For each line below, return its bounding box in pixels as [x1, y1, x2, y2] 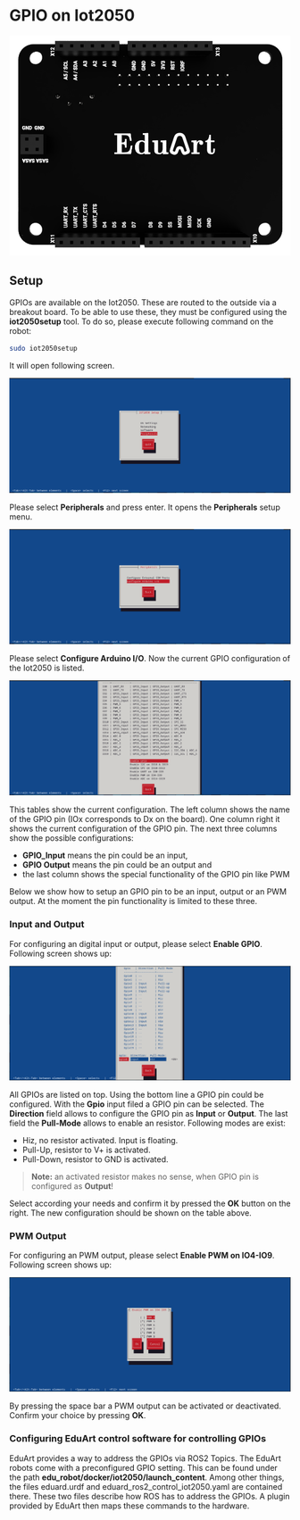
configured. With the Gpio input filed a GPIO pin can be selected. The [9, 1099, 265, 1109]
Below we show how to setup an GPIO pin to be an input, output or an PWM [9, 886, 287, 897]
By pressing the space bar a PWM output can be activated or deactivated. [9, 1400, 281, 1411]
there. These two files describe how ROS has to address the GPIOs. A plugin [9, 1491, 290, 1501]
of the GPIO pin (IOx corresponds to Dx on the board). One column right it [9, 814, 280, 825]
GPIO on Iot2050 [9, 5, 136, 26]
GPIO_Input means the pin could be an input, [21, 850, 188, 861]
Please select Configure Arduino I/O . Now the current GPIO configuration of [9, 653, 291, 664]
